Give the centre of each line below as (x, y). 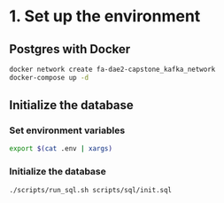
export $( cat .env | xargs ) (61, 149)
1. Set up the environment (105, 16)
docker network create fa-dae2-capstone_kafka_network (112, 69)
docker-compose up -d (49, 77)
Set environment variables (67, 130)
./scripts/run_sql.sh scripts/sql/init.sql (91, 190)
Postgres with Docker (70, 49)
